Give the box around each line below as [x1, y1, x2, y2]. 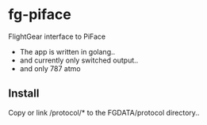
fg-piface [8, 6, 71, 24]
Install [8, 87, 40, 100]
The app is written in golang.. [19, 47, 116, 56]
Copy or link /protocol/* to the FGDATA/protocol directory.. [8, 108, 200, 117]
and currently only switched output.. [19, 55, 139, 65]
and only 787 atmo [19, 63, 81, 73]
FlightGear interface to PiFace [8, 32, 106, 41]
